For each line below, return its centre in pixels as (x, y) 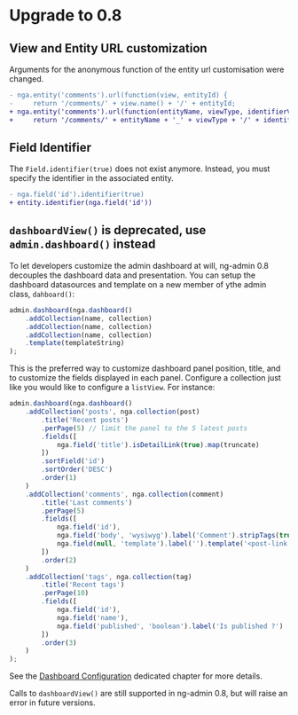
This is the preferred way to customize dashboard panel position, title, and (145, 368)
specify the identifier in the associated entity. (92, 178)
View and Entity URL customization (108, 48)
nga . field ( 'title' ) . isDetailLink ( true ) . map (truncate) (158, 444)
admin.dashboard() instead (82, 244)
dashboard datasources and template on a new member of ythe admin (138, 284)
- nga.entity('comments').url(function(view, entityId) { (118, 95)
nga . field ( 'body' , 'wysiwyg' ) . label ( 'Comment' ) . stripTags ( (168, 536)
